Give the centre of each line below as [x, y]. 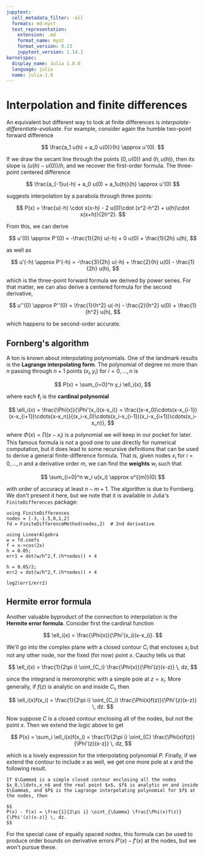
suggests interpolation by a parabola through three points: [80, 196]
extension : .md [37, 35]
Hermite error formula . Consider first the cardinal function [80, 623]
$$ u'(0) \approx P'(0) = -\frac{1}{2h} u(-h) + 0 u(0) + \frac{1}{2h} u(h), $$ [103, 238]
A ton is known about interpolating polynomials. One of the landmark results [102, 358]
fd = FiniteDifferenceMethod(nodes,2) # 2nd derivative [80, 524]
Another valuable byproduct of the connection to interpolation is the [92, 616]
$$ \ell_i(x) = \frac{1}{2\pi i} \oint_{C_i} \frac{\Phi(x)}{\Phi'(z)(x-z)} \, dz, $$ [103, 667]
